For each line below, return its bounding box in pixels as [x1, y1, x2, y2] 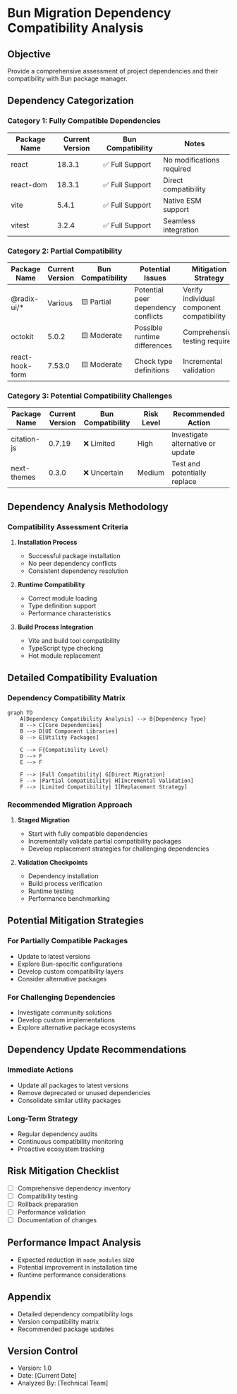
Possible [134, 323, 163, 333]
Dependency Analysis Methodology [7, 500, 169, 513]
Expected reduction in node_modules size [17, 1256, 135, 1264]
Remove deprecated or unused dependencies [17, 1088, 151, 1097]
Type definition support [28, 601, 97, 610]
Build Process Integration [17, 622, 94, 631]
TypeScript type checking [28, 644, 104, 652]
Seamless [163, 215, 196, 225]
